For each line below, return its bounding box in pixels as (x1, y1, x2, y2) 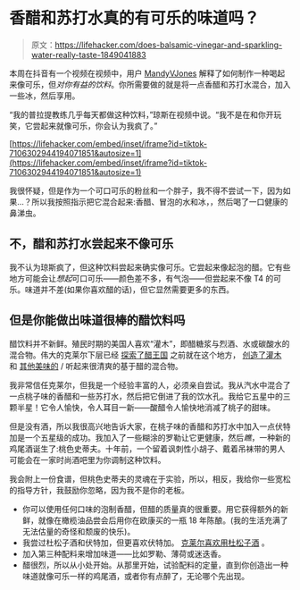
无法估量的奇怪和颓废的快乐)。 (21, 526, 136, 536)
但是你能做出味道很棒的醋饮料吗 (9, 313, 186, 328)
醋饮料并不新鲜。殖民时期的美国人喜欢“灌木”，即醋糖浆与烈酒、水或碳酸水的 (9, 338, 290, 349)
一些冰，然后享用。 (9, 90, 80, 101)
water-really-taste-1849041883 (30, 49, 146, 60)
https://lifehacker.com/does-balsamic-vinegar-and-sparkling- (54, 39, 283, 50)
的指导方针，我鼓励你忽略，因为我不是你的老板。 (9, 485, 189, 495)
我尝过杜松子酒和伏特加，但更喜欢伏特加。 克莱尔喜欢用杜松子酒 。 (21, 537, 270, 548)
